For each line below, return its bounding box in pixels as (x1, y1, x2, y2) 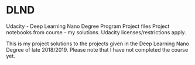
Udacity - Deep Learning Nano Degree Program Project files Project (6, 23, 170, 30)
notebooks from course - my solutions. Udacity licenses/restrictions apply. (6, 28, 186, 35)
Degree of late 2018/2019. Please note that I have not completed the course (6, 46, 189, 53)
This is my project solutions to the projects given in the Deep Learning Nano (6, 40, 189, 47)
